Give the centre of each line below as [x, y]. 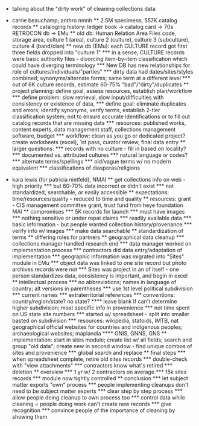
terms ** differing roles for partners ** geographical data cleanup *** [98, 237]
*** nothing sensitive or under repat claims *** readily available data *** [102, 218]
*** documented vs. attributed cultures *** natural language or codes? [100, 155]
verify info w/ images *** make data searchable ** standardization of [98, 231]
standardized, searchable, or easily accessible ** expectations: [90, 192]
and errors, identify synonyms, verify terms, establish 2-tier [86, 110]
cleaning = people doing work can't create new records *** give [92, 404]
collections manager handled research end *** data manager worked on [102, 243]
